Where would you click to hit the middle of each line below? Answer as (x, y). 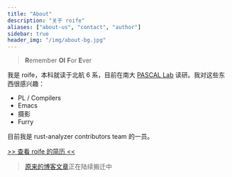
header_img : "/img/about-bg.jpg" (57, 40)
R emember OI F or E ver (58, 60)
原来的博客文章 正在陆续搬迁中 (68, 166)
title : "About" (30, 14)
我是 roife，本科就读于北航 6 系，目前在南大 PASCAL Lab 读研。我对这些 (113, 75)
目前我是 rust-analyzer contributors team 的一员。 (81, 137)
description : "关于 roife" (46, 21)
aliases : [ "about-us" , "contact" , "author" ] (74, 27)
